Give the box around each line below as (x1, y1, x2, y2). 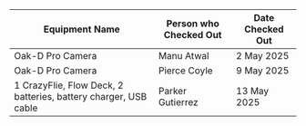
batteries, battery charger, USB (14, 91, 148, 102)
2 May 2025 (236, 50, 290, 62)
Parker (158, 85, 187, 97)
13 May (236, 85, 270, 97)
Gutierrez (158, 96, 199, 108)
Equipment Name (43, 23, 120, 35)
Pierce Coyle (158, 64, 213, 76)
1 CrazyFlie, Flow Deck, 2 (14, 79, 125, 92)
